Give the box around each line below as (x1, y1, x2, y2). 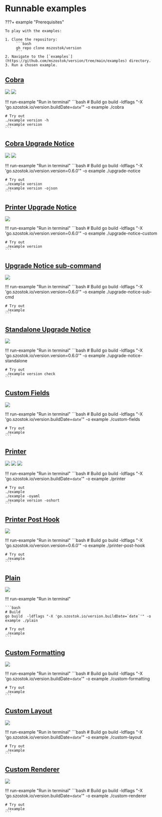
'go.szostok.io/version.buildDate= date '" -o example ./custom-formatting (5, 676, 150, 682)
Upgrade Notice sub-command (5, 261, 101, 270)
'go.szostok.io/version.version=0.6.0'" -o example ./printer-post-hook (5, 542, 145, 549)
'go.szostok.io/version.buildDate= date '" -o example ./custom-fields (5, 416, 140, 422)
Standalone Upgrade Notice (5, 325, 91, 334)
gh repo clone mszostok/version (16, 45, 82, 50)
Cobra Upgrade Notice (5, 139, 74, 148)
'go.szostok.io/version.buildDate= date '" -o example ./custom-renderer (5, 793, 147, 798)
